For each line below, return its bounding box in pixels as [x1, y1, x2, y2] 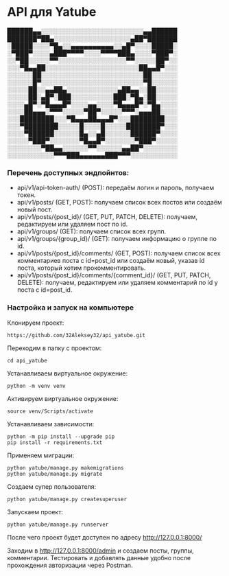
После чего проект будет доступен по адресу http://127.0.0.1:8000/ [7, 533, 202, 541]
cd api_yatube [7, 357, 48, 364]
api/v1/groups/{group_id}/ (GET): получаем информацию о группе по [16, 235, 217, 243]
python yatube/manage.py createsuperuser [7, 496, 128, 503]
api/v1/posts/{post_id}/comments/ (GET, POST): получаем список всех [16, 249, 221, 257]
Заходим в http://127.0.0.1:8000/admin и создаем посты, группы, [7, 546, 194, 555]
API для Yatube [7, 4, 97, 20]
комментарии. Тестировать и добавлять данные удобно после [7, 553, 191, 562]
